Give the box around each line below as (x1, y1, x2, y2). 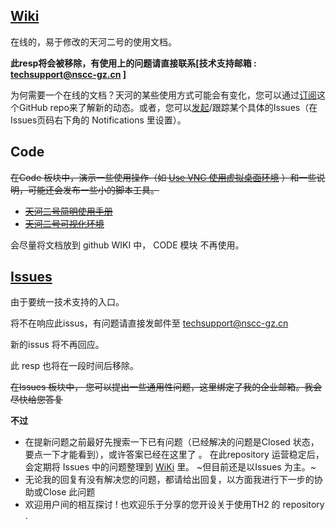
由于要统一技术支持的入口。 (10, 296, 125, 308)
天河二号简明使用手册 (24, 205, 113, 217)
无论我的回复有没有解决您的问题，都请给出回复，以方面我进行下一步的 (24, 474, 315, 486)
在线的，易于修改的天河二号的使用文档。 (10, 35, 177, 48)
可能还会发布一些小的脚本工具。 (27, 184, 160, 196)
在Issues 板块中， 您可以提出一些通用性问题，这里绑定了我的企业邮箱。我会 (10, 381, 323, 393)
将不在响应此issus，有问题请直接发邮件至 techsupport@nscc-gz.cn (10, 317, 289, 329)
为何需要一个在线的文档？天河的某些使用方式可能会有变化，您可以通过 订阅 (10, 89, 317, 101)
